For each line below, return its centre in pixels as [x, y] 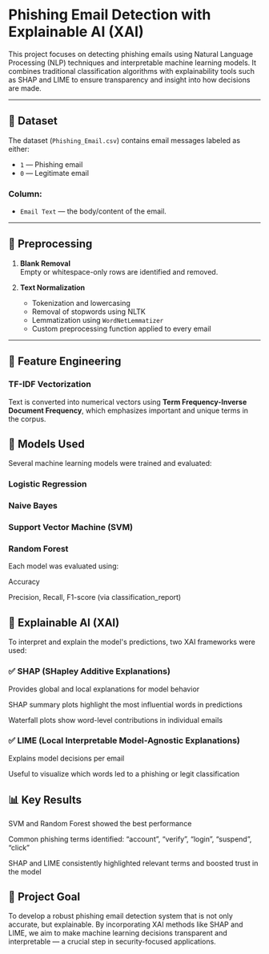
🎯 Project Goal [44, 897]
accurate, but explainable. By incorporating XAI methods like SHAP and [126, 924]
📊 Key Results [45, 800]
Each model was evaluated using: [64, 566]
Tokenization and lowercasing [81, 303]
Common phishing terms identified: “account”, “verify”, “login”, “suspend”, [130, 839]
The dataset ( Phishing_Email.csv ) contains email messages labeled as [124, 140]
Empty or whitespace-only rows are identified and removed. [119, 271]
